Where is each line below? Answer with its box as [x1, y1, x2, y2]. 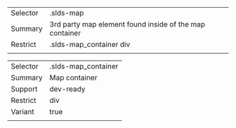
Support [11, 84, 38, 94]
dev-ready [49, 84, 86, 94]
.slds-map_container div [49, 40, 131, 49]
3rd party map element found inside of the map [49, 20, 206, 29]
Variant [11, 107, 34, 116]
